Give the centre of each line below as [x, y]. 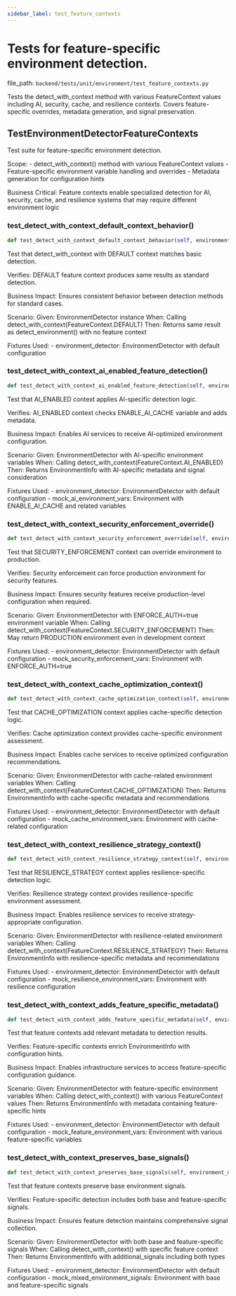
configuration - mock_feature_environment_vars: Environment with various [115, 1132]
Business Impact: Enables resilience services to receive [87, 915]
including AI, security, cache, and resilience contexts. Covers [96, 104]
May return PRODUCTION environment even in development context [106, 637]
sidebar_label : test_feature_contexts [64, 14]
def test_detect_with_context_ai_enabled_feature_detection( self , [106, 386]
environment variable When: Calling [59, 622]
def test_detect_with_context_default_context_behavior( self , [100, 240]
